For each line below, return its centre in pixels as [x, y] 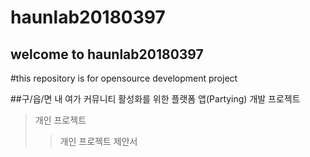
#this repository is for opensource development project [124, 78]
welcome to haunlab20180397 [107, 54]
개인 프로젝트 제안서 [98, 141]
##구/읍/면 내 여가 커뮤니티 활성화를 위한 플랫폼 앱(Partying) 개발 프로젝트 [155, 99]
